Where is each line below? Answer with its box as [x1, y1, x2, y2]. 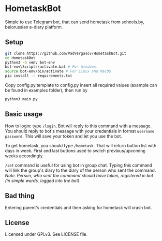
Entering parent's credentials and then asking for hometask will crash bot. [5, 204, 152, 211]
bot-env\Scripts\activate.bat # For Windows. [5, 64, 98, 69]
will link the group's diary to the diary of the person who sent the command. [5, 167, 156, 173]
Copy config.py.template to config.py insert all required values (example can [5, 82, 157, 88]
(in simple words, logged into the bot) [5, 178, 80, 183]
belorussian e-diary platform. [5, 24, 63, 30]
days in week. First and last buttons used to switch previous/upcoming [5, 148, 146, 153]
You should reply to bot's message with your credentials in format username [5, 128, 155, 134]
